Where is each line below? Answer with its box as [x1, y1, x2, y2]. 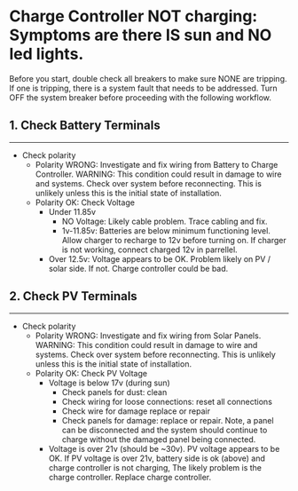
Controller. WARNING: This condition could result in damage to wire [35, 169, 282, 179]
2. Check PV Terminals [9, 289, 137, 304]
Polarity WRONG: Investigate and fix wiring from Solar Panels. [35, 330, 262, 341]
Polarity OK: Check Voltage [35, 197, 136, 208]
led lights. [9, 44, 84, 64]
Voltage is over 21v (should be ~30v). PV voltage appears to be [48, 443, 280, 454]
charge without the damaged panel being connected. [61, 433, 256, 445]
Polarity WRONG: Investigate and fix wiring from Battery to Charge [35, 159, 278, 170]
